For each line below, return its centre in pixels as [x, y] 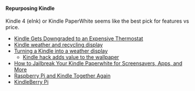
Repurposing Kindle [30, 8]
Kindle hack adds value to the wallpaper [71, 57]
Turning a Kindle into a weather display [61, 51]
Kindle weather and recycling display [58, 45]
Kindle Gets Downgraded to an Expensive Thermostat [79, 38]
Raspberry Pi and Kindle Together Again [62, 76]
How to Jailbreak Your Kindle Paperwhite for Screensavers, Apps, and [98, 64]
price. [13, 27]
